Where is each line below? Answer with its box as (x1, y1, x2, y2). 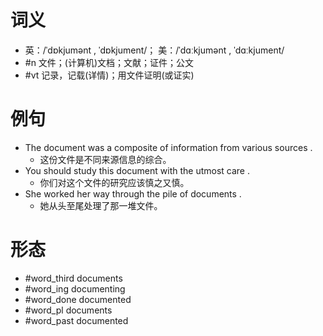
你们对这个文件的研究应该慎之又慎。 (39, 176, 190, 188)
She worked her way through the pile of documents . (24, 187, 242, 200)
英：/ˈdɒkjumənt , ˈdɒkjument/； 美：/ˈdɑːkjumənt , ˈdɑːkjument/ (24, 44, 285, 56)
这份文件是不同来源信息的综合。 (39, 153, 172, 165)
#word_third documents (24, 272, 123, 284)
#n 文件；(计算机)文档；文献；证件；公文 (24, 56, 195, 68)
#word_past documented (24, 314, 129, 326)
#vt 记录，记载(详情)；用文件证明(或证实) (24, 69, 195, 81)
